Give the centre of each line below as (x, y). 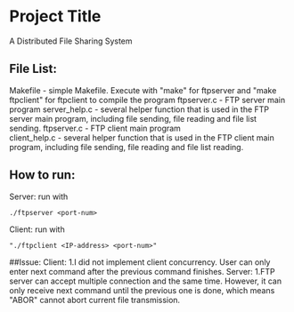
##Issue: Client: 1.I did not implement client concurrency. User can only (140, 262)
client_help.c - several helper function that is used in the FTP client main (142, 137)
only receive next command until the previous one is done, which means (142, 290)
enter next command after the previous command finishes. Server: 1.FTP (143, 271)
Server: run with (39, 196)
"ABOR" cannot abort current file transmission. (95, 300)
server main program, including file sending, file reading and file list (133, 118)
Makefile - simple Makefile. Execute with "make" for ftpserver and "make (143, 90)
